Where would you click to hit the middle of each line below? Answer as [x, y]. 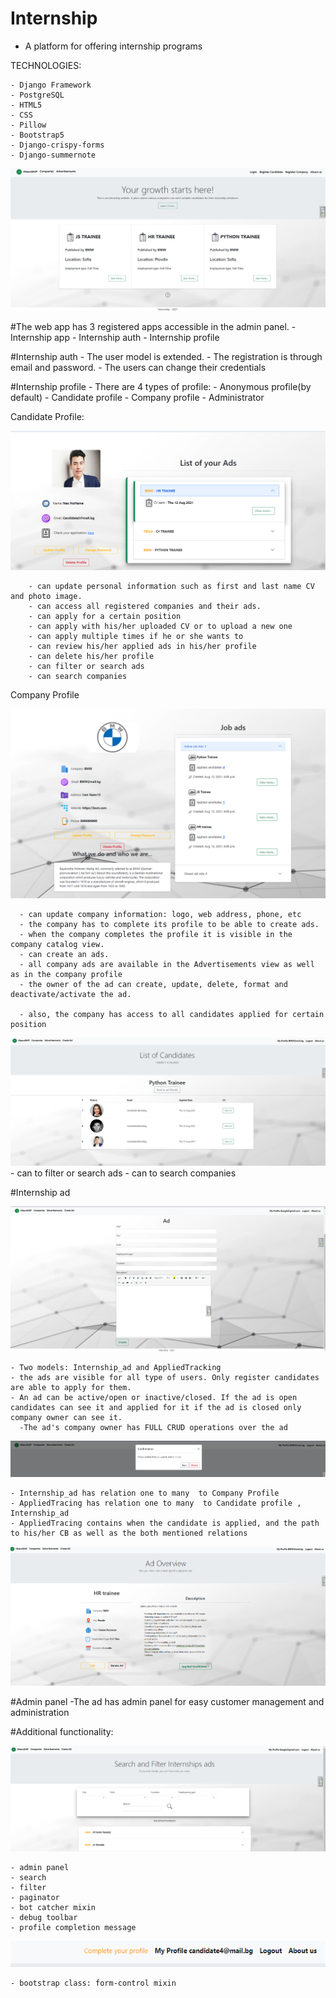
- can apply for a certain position [105, 616]
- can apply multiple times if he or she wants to [136, 636]
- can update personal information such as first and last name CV [171, 586]
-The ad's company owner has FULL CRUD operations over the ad [153, 1427]
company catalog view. [57, 944]
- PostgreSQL [37, 95]
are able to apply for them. [71, 1387]
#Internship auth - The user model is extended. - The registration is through [166, 356]
